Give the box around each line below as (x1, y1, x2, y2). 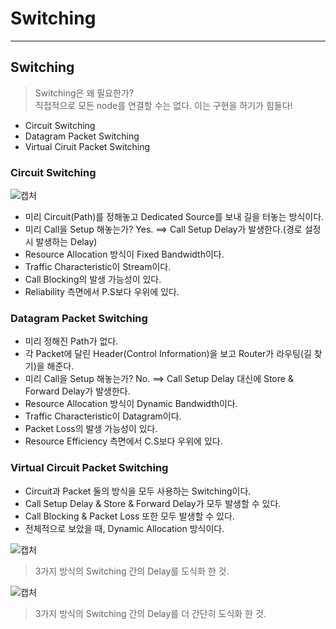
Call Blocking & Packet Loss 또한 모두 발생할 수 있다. (24, 510, 235, 522)
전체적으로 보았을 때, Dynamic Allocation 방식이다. (24, 522, 225, 534)
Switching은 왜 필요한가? (34, 87, 134, 99)
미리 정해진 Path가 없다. (24, 335, 119, 347)
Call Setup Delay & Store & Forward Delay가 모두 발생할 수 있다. (24, 497, 282, 509)
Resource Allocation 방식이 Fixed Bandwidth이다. (24, 248, 225, 261)
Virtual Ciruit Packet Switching (24, 140, 151, 152)
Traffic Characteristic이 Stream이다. (24, 261, 172, 273)
